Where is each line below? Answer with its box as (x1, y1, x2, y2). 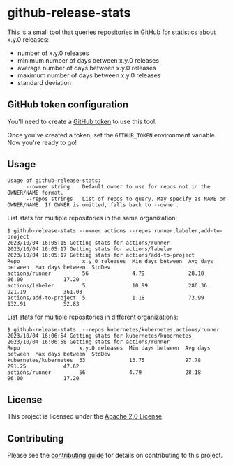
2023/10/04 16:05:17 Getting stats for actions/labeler (7, 246, 173, 253)
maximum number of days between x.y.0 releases (17, 71, 161, 80)
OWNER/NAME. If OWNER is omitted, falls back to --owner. (7, 201, 179, 209)
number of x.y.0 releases (17, 49, 89, 57)
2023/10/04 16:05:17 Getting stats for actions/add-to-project (7, 251, 195, 259)
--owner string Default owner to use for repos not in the (25, 183, 211, 190)
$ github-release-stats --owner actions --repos (7, 227, 151, 234)
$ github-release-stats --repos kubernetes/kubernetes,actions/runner (7, 326, 220, 333)
